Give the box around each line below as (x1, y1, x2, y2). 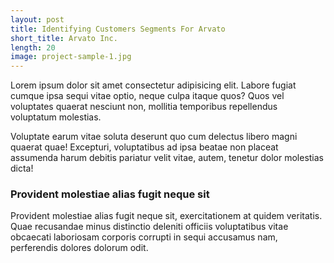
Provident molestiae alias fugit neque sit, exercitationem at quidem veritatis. (10, 210, 323, 222)
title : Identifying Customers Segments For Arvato (10, 24, 226, 34)
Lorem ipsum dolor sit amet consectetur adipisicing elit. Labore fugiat (10, 79, 297, 91)
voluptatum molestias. (10, 111, 102, 123)
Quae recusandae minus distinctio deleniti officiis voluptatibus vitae (10, 221, 289, 233)
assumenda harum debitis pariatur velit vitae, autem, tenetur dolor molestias (10, 152, 324, 164)
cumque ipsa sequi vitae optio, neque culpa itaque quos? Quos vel (10, 90, 285, 102)
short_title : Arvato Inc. (10, 33, 118, 43)
